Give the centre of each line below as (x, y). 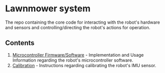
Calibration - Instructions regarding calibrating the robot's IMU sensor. (84, 65)
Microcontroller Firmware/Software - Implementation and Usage (78, 55)
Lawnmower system (48, 9)
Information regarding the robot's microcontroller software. (73, 60)
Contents (20, 43)
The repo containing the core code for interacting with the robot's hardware (83, 22)
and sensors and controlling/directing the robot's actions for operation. (78, 27)
